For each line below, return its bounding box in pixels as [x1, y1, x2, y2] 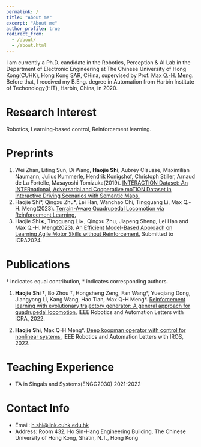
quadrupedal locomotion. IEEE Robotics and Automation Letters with [14, 308, 184, 316]
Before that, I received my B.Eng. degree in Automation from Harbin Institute [6, 78, 195, 85]
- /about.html [11, 43, 47, 49]
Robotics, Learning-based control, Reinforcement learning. [6, 125, 152, 132]
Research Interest [6, 106, 97, 119]
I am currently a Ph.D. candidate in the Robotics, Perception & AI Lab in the [6, 58, 191, 66]
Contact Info [6, 401, 70, 415]
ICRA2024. [14, 236, 42, 244]
